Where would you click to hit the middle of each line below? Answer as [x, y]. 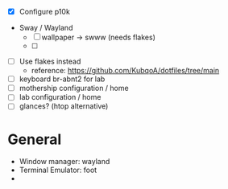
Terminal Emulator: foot [58, 170]
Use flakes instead [50, 62]
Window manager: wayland [64, 162]
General [35, 139]
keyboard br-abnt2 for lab [62, 79]
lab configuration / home [60, 97]
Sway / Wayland [46, 28]
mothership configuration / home [74, 88]
